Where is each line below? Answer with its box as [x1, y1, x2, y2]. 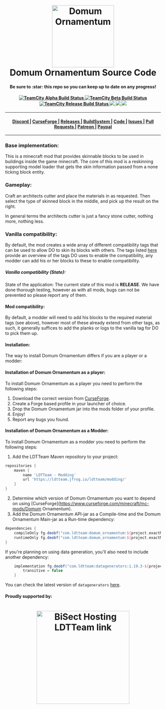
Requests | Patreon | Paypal [54, 124, 112, 129]
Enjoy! [12, 411, 25, 417]
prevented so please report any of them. [5, 292, 87, 298]
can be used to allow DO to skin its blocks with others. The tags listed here [5, 247, 157, 253]
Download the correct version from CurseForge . [12, 395, 110, 401]
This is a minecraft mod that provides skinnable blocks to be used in [5, 153, 144, 159]
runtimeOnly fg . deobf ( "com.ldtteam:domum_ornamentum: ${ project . [14, 535, 149, 540]
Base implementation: [5, 142, 59, 149]
